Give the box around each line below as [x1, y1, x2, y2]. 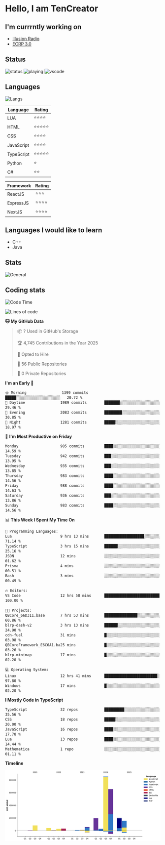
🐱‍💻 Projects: [5, 608, 32, 613]
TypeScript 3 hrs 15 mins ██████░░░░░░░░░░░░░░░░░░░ [5, 544, 160, 549]
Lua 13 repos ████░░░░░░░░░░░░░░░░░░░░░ [5, 737, 160, 742]
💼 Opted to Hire [17, 351, 49, 357]
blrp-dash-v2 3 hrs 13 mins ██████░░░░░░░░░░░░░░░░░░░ [5, 623, 160, 628]
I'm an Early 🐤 [5, 380, 34, 386]
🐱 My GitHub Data [5, 318, 44, 324]
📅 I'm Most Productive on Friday [5, 433, 72, 439]
